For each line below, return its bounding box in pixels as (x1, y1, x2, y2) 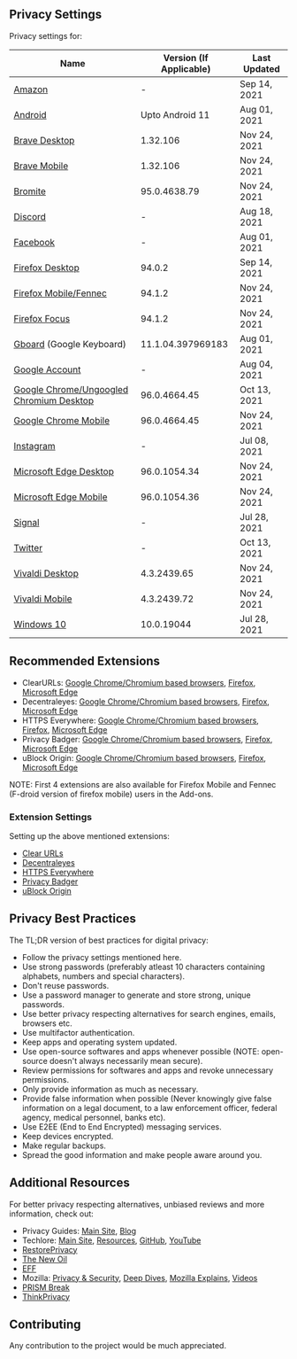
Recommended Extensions (9, 654, 161, 669)
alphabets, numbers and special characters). (21, 970, 186, 982)
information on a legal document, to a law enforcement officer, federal (21, 1102, 278, 1113)
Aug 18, (240, 205, 273, 217)
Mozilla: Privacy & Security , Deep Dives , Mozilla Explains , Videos (21, 1272, 258, 1283)
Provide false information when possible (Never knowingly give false (21, 1093, 272, 1104)
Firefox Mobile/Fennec (13, 287, 108, 299)
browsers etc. (21, 1018, 72, 1029)
